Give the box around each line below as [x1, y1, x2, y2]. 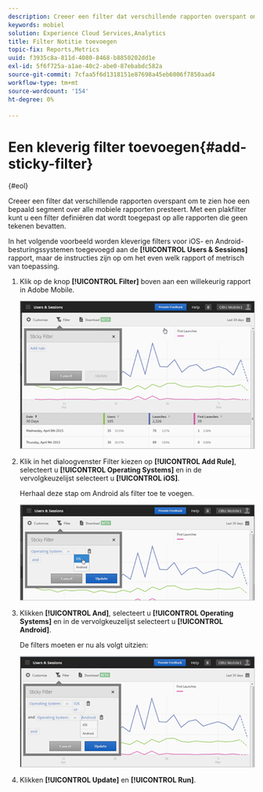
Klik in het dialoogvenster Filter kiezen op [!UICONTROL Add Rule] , [19, 456, 236, 466]
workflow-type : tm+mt [8, 78, 79, 86]
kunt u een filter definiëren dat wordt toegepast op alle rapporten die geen [8, 213, 248, 223]
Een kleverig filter [8, 138, 126, 156]
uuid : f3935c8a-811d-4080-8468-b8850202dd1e [8, 54, 156, 62]
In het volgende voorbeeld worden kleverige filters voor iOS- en [8, 236, 214, 246]
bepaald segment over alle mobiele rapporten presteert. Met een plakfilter [8, 205, 247, 214]
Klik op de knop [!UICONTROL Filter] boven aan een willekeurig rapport [19, 277, 251, 287]
